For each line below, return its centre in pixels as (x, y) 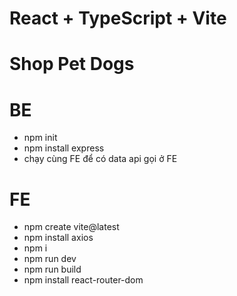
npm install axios (58, 238)
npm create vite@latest (71, 227)
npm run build (52, 269)
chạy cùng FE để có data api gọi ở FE (100, 159)
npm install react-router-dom (83, 280)
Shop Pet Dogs (72, 64)
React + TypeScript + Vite (118, 18)
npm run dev (50, 259)
